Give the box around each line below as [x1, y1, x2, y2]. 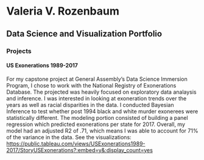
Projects [6, 47, 32, 55]
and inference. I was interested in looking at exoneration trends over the [6, 94, 187, 102]
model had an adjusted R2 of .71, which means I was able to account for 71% [6, 127, 199, 134]
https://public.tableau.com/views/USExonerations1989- [6, 140, 146, 147]
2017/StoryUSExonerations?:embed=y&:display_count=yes [6, 146, 153, 153]
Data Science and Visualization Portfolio [6, 29, 163, 39]
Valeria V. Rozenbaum [6, 4, 120, 18]
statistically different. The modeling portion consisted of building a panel [6, 114, 188, 121]
